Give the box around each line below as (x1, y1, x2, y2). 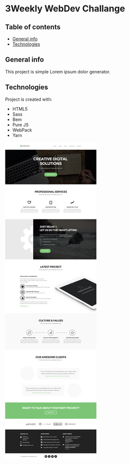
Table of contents (5, 23, 61, 31)
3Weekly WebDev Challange (5, 3, 126, 14)
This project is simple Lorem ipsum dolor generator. (5, 68, 111, 74)
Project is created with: (5, 96, 53, 102)
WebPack (12, 127, 32, 133)
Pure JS (12, 122, 29, 128)
